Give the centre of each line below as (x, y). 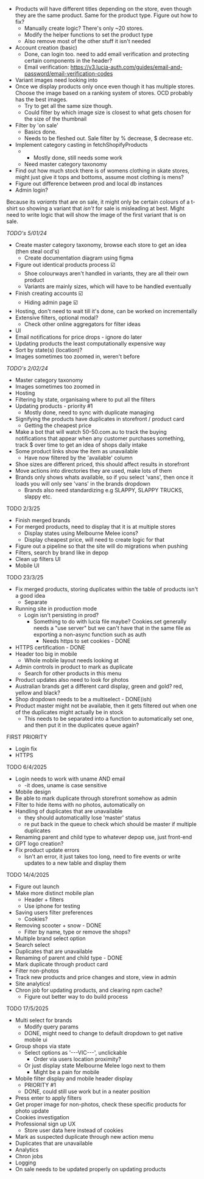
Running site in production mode (56, 608)
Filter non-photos (37, 971)
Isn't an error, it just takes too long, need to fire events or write (102, 856)
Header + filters (44, 899)
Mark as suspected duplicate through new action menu (84, 1137)
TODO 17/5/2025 (27, 1008)
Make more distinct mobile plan (55, 893)
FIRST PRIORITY (27, 737)
